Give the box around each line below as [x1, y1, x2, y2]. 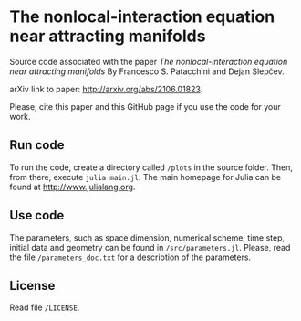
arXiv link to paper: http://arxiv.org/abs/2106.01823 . [9, 83, 203, 94]
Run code [9, 137, 65, 153]
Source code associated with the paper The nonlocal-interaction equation [9, 56, 288, 67]
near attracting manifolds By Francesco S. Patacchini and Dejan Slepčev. [9, 66, 285, 77]
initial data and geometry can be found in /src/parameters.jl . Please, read [9, 241, 291, 252]
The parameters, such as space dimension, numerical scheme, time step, [9, 231, 285, 243]
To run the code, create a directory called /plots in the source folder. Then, [9, 162, 294, 173]
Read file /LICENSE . [9, 302, 80, 313]
